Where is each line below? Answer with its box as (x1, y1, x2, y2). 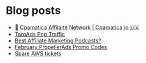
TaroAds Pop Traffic (14, 30, 65, 38)
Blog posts (5, 4, 61, 18)
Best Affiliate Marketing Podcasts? (14, 37, 101, 44)
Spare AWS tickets (14, 50, 62, 57)
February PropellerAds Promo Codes (14, 43, 108, 50)
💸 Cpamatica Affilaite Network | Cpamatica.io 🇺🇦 (14, 24, 140, 31)
